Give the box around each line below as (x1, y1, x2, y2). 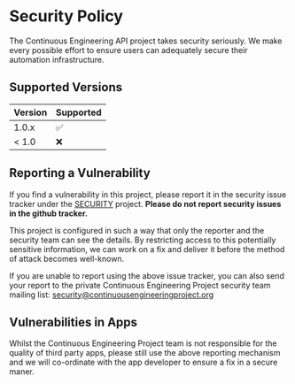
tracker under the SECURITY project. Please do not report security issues (9, 198, 282, 209)
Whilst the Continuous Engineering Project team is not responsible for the (9, 338, 277, 349)
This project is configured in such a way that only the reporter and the (9, 225, 265, 235)
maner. (9, 366, 35, 377)
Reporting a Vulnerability (9, 165, 151, 180)
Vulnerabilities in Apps (9, 314, 138, 329)
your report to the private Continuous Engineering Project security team (9, 280, 271, 290)
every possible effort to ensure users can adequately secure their (9, 44, 248, 55)
